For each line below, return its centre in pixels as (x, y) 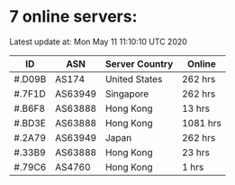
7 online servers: (73, 17)
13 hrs (195, 108)
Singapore (127, 94)
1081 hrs (202, 123)
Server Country (139, 63)
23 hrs (195, 153)
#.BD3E (30, 123)
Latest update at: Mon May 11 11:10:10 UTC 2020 (98, 42)
